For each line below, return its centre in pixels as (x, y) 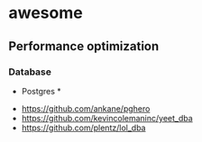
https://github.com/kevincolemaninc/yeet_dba (107, 118)
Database (30, 72)
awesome (46, 13)
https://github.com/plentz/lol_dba (83, 128)
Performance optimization (84, 46)
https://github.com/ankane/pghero (86, 108)
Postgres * (41, 91)
